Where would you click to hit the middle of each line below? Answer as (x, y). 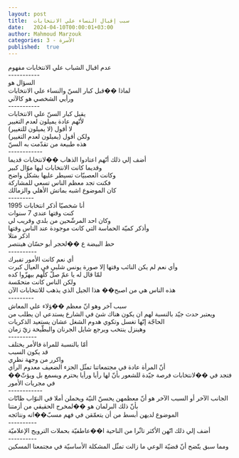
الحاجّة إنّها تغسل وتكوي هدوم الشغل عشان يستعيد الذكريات (86, 322)
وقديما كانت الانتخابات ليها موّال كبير (55, 167)
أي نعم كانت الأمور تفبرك (41, 259)
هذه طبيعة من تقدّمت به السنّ (48, 144)
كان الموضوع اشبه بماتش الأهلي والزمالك (62, 190)
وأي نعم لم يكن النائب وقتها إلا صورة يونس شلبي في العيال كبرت (93, 267)
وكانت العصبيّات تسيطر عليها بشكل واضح (62, 175)
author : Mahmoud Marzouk (45, 34)
